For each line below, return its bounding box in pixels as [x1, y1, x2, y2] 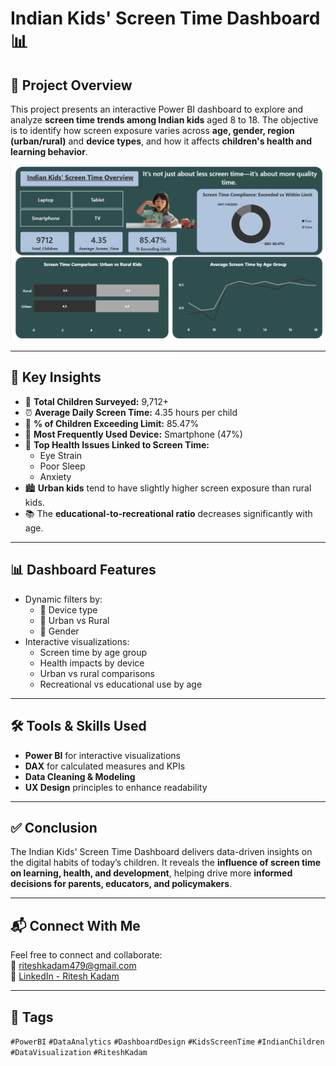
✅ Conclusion [10, 819, 98, 836]
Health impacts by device [39, 657, 145, 669]
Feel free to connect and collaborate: [10, 949, 163, 961]
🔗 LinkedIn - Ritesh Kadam [10, 970, 120, 982]
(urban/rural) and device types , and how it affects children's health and [10, 135, 313, 147]
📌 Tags [10, 1008, 54, 1026]
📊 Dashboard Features [10, 562, 157, 579]
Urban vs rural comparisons [39, 667, 155, 679]
